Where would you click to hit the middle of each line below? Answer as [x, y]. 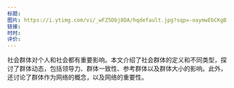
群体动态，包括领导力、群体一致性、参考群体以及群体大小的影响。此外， [123, 69]
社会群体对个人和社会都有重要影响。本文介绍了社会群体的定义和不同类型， [114, 60]
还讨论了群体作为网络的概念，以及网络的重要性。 [77, 78]
